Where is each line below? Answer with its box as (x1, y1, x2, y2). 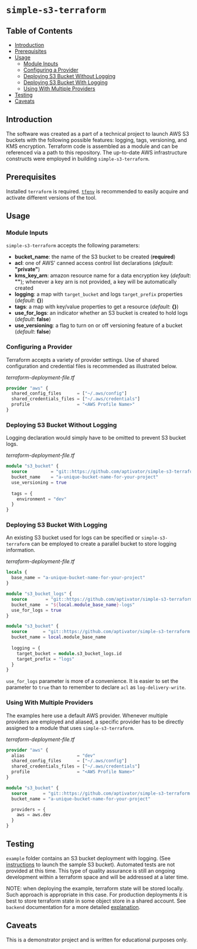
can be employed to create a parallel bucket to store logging (31, 540, 177, 547)
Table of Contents (6, 26, 73, 36)
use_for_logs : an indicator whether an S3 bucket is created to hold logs (14, 309, 188, 317)
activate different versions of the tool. (6, 194, 97, 201)
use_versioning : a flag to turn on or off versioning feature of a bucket (14, 322, 183, 329)
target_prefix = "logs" (16, 656, 75, 662)
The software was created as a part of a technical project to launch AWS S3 (6, 130, 189, 137)
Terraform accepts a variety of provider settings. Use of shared (6, 356, 159, 363)
